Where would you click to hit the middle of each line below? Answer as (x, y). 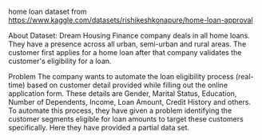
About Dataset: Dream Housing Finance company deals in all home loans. (129, 36)
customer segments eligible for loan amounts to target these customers (126, 119)
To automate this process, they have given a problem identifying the (120, 110)
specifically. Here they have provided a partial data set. (99, 128)
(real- (244, 76)
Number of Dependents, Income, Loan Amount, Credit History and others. (130, 102)
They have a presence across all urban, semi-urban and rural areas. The (127, 44)
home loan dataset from (48, 12)
